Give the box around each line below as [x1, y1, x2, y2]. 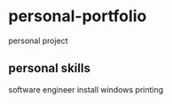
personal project [8, 35, 68, 46]
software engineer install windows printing [8, 84, 164, 94]
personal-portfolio [8, 6, 147, 26]
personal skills [8, 61, 90, 76]
